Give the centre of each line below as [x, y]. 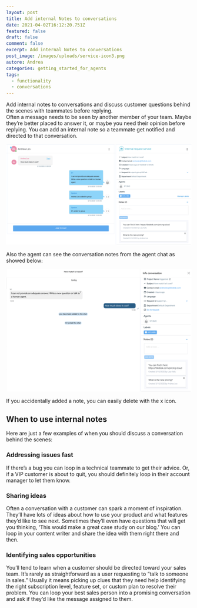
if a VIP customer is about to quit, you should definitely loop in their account [98, 474]
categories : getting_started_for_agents [56, 68]
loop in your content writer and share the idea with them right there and [93, 533]
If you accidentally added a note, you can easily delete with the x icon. [91, 401]
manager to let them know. [38, 480]
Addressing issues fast [40, 455]
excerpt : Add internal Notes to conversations [64, 50]
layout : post [22, 12]
